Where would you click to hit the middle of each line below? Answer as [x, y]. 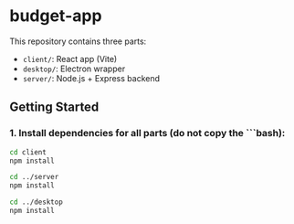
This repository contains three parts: [78, 41]
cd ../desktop [37, 202]
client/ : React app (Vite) [70, 59]
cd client [28, 152]
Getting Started [54, 107]
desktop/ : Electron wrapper [74, 69]
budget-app [56, 16]
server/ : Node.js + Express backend [91, 78]
